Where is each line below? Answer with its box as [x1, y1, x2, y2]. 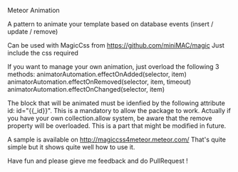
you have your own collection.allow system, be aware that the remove [7, 114, 212, 122]
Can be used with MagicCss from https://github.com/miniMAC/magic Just [7, 41, 224, 49]
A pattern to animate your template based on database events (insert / [7, 20, 214, 28]
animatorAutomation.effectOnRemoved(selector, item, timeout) [7, 77, 192, 86]
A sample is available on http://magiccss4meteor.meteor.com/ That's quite [7, 135, 227, 144]
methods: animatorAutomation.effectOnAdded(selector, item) [7, 70, 187, 78]
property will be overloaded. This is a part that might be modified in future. [7, 122, 227, 130]
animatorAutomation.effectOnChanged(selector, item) [7, 85, 165, 93]
